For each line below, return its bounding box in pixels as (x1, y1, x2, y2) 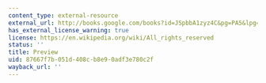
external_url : (8, 19, 55, 27)
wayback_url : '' (8, 63, 62, 71)
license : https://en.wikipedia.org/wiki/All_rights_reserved (8, 33, 215, 42)
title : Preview (8, 48, 59, 56)
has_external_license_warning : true (8, 26, 129, 34)
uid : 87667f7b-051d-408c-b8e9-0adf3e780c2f (8, 56, 154, 64)
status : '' (8, 41, 44, 49)
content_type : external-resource (8, 11, 119, 20)
